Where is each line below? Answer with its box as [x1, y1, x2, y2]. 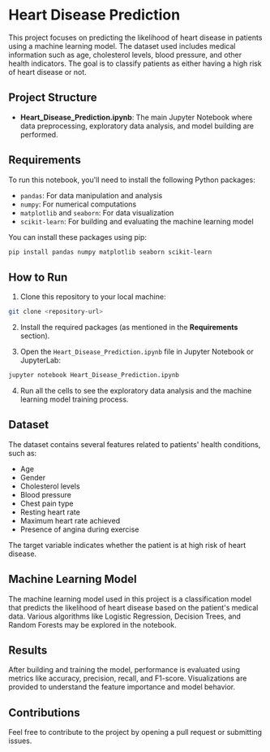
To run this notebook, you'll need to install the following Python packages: [8, 175, 255, 185]
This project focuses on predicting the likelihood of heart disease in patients [8, 33, 263, 42]
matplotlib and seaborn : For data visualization [19, 207, 174, 217]
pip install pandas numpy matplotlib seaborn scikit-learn [8, 248, 212, 256]
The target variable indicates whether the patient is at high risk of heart [8, 540, 246, 550]
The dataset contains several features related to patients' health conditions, [8, 439, 261, 449]
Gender [19, 472, 46, 482]
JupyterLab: [19, 355, 61, 365]
